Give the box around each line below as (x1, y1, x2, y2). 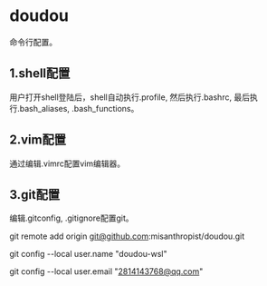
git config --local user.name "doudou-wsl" (9, 249, 167, 260)
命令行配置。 (9, 36, 57, 47)
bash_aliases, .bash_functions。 (19, 103, 139, 113)
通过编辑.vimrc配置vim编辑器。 (9, 158, 126, 169)
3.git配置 (9, 187, 61, 202)
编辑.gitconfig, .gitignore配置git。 (9, 212, 134, 223)
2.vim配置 (9, 133, 66, 148)
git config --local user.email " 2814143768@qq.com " (9, 266, 204, 277)
